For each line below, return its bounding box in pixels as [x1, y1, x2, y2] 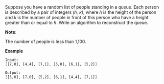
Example [5, 48, 23, 54]
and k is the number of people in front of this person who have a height [5, 15, 149, 20]
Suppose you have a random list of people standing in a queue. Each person [5, 4, 159, 10]
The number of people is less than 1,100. [5, 39, 87, 44]
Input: [5, 58, 19, 63]
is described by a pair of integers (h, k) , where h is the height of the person [5, 9, 157, 15]
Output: [5, 70, 21, 75]
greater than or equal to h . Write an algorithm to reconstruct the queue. [5, 20, 148, 25]
